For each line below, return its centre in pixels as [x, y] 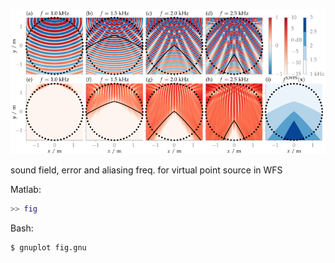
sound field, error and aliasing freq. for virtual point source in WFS [146, 170]
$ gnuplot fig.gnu [48, 248]
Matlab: [26, 190]
